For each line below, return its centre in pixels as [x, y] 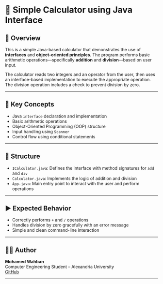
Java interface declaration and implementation [59, 116]
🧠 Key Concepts [30, 104]
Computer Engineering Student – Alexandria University [60, 267]
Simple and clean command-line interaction [56, 230]
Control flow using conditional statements [54, 136]
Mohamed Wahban [25, 262]
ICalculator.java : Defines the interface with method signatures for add [83, 168]
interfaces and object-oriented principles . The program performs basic [78, 55]
